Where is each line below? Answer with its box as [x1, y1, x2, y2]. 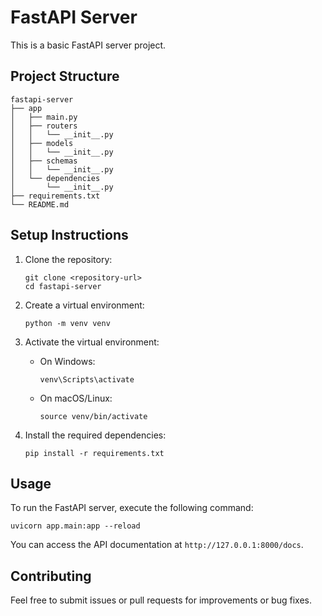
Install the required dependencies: [24, 429, 167, 441]
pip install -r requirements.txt [24, 448, 165, 458]
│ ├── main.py [10, 112, 78, 122]
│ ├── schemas [10, 156, 78, 166]
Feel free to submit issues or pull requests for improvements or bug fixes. [10, 594, 312, 606]
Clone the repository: [24, 253, 113, 265]
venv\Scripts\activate [39, 374, 135, 385]
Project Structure [10, 68, 120, 85]
